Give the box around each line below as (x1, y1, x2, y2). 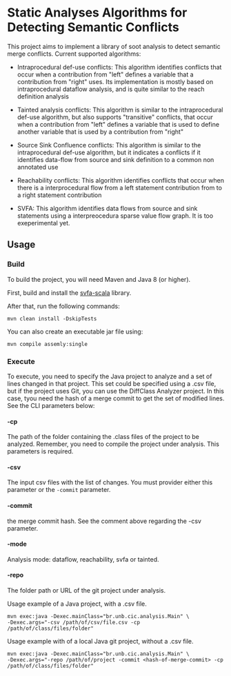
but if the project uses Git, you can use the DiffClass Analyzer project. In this (7, 387, 224, 395)
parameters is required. (7, 447, 74, 455)
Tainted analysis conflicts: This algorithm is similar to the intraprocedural (17, 105, 223, 114)
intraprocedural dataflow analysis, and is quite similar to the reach (17, 85, 205, 93)
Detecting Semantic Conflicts (7, 19, 179, 35)
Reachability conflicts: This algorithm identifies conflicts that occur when (17, 176, 224, 184)
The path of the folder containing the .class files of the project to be (7, 433, 200, 441)
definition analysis (17, 92, 69, 101)
